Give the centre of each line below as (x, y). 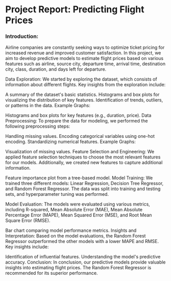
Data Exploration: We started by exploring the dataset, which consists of (81, 79)
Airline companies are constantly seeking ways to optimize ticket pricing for (85, 48)
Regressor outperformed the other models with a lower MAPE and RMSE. (82, 242)
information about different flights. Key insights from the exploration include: (86, 85)
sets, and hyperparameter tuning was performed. (57, 194)
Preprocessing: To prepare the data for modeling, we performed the (77, 121)
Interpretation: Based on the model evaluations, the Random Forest (76, 236)
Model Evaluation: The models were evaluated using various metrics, (78, 204)
